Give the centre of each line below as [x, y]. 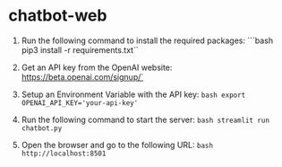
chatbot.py [42, 128]
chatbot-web [58, 16]
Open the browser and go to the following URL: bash [117, 145]
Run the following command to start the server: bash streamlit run [145, 119]
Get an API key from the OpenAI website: [97, 67]
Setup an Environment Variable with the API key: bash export [133, 94]
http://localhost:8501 [64, 154]
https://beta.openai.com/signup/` [82, 76]
